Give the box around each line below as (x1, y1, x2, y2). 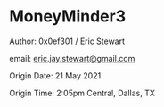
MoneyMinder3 (9, 6, 127, 27)
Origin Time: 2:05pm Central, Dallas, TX (9, 87, 156, 98)
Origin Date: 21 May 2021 (9, 70, 102, 81)
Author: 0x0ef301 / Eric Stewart (9, 36, 126, 46)
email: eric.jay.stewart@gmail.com (9, 53, 135, 63)
